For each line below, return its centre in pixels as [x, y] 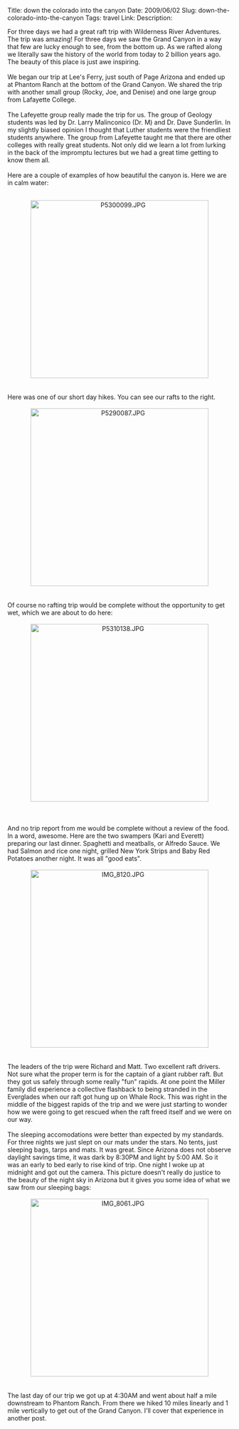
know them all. [29, 160]
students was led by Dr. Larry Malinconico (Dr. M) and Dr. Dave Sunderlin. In [119, 122]
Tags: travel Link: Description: [129, 18]
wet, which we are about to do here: [60, 612]
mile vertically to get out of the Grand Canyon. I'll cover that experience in [116, 1411]
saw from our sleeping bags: [49, 1188]
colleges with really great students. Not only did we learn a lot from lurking [117, 145]
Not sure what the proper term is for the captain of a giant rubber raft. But [115, 1074]
